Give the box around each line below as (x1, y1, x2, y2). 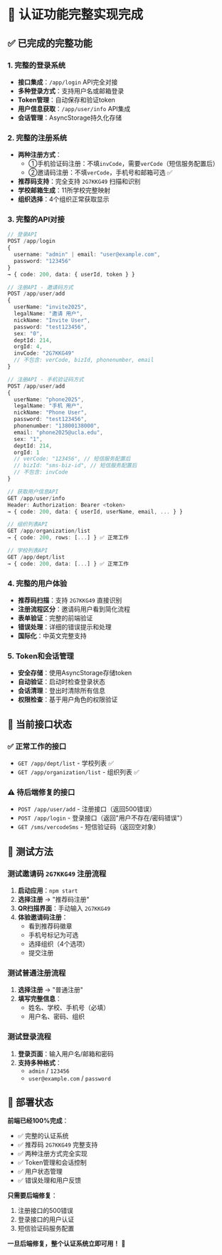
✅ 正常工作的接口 (7, 741, 67, 751)
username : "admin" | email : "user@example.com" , (14, 251, 161, 259)
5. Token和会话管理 (7, 651, 75, 661)
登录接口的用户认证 (17, 1215, 75, 1224)
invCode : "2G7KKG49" (14, 350, 75, 357)
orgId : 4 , (14, 343, 43, 350)
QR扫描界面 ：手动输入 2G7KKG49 (17, 904, 111, 912)
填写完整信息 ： (17, 994, 62, 1003)
